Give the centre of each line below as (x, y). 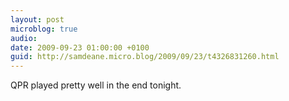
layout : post (37, 19)
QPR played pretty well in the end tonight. (96, 85)
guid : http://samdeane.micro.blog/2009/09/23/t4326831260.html (145, 57)
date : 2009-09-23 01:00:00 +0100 (80, 47)
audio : (24, 38)
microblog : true (44, 29)
